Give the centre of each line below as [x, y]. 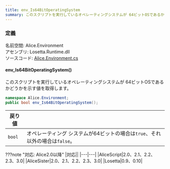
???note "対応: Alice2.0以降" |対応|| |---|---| [51, 154]
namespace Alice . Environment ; [37, 98]
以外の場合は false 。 [51, 141]
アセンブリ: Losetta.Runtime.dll [37, 52]
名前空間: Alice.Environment [34, 45]
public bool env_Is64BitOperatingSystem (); [52, 103]
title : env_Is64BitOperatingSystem [43, 10]
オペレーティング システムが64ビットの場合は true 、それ [94, 133]
